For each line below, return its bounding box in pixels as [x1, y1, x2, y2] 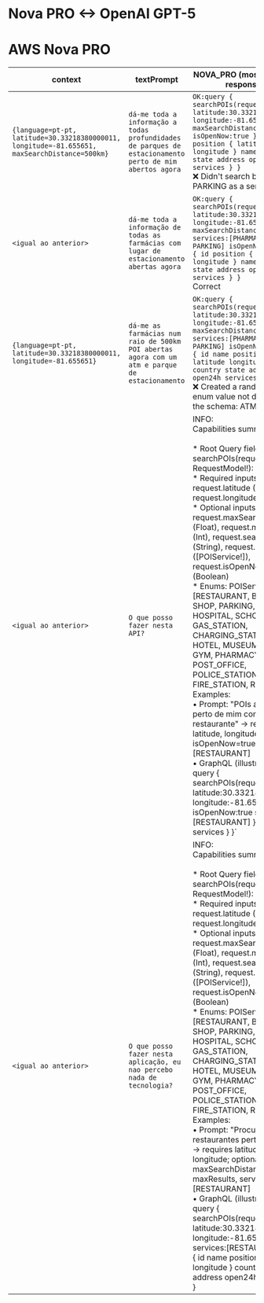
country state [192, 366, 245, 374]
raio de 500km [128, 337, 181, 346]
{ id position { [192, 249, 254, 259]
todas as [128, 231, 161, 240]
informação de [128, 223, 181, 232]
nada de [128, 1073, 157, 1082]
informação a [128, 118, 178, 127]
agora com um [128, 353, 178, 362]
